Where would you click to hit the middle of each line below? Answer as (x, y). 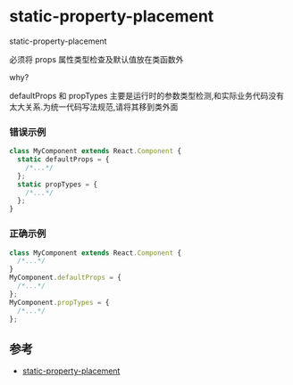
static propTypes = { (58, 184)
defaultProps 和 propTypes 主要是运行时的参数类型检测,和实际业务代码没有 (146, 95)
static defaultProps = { (63, 160)
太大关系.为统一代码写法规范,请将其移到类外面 (94, 106)
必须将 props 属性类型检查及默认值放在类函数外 (96, 59)
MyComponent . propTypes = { (59, 302)
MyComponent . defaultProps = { (66, 278)
